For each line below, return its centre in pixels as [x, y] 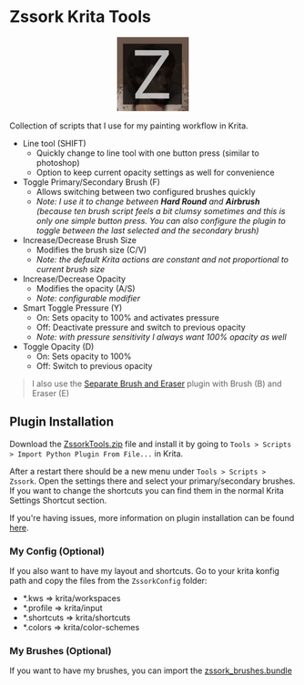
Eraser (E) [51, 393]
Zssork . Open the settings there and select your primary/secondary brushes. [152, 481]
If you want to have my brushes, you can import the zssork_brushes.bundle [151, 670]
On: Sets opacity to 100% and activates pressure [128, 317]
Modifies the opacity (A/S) [86, 288]
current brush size [71, 269]
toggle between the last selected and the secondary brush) [147, 230]
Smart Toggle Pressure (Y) [72, 308]
